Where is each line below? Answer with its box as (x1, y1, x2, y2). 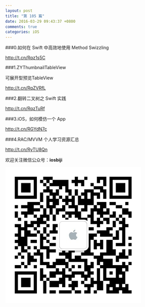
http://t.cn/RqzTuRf (5, 106, 45, 112)
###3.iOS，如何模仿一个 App (5, 116, 66, 122)
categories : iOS (5, 29, 39, 35)
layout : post (5, 8, 33, 13)
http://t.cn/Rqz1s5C (5, 55, 45, 61)
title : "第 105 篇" (5, 13, 45, 19)
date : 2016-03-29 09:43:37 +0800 (5, 19, 76, 24)
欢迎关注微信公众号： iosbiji (5, 157, 63, 163)
